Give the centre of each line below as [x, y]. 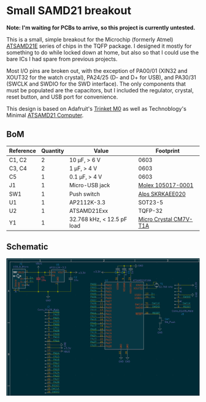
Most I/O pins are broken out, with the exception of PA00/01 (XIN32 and [97, 70]
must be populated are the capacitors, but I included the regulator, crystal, [100, 90]
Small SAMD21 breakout [69, 11]
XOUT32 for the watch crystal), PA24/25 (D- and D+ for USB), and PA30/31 [101, 77]
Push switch [85, 194]
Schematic [27, 247]
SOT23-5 [151, 202]
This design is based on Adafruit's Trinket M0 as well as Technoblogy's [97, 108]
